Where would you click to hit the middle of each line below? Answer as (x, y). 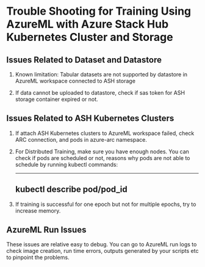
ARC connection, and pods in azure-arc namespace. (81, 139)
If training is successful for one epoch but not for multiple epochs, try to (106, 204)
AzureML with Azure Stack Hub (88, 24)
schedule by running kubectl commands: (66, 164)
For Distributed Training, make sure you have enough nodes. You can (102, 152)
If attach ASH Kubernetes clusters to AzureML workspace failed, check (105, 133)
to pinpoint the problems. (38, 257)
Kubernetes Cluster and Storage (90, 37)
